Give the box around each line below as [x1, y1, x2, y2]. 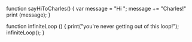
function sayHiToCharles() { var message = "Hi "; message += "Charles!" [6, 5, 187, 12]
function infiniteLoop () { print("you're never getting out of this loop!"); [6, 23, 179, 30]
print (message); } [6, 11, 51, 18]
